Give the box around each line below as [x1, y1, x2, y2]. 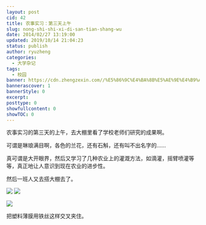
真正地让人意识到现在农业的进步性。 [17, 163, 109, 170]
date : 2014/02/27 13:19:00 [6, 32, 75, 38]
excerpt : [6, 94, 29, 100]
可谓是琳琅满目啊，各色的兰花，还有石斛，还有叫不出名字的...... [6, 142, 167, 149]
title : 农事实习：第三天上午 [6, 20, 72, 26]
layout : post [6, 9, 40, 15]
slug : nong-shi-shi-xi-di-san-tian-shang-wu [6, 26, 122, 32]
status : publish [6, 43, 48, 50]
